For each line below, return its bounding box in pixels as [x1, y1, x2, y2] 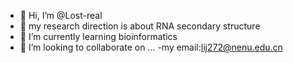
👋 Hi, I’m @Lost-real [19, 10, 103, 21]
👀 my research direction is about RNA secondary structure [19, 20, 261, 32]
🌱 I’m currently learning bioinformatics [19, 31, 178, 42]
